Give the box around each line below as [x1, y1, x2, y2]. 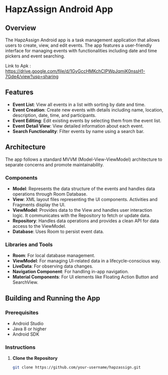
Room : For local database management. [12, 253, 95, 259]
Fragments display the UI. [12, 202, 66, 208]
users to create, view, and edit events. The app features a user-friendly [5, 42, 152, 48]
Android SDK [12, 331, 40, 337]
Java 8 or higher [12, 326, 47, 332]
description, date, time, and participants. [12, 112, 97, 118]
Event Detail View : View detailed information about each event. [12, 122, 144, 129]
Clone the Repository [12, 355, 58, 361]
